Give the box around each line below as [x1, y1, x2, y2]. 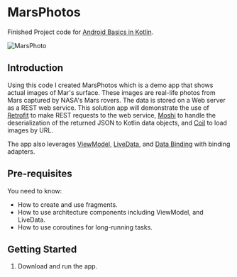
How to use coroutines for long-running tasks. [17, 222, 153, 231]
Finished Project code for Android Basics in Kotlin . [7, 28, 154, 36]
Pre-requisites [7, 168, 72, 180]
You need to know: [7, 186, 62, 195]
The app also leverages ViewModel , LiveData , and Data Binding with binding [7, 140, 231, 148]
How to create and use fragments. [17, 200, 118, 209]
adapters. [7, 147, 35, 156]
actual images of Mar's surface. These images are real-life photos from [7, 88, 216, 96]
